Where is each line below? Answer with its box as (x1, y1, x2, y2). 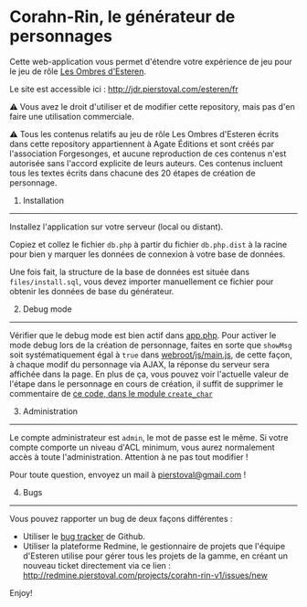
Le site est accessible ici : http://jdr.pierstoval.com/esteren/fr (9, 83, 239, 94)
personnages (9, 26, 112, 47)
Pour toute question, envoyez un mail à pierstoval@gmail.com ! (9, 469, 247, 480)
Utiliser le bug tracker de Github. (22, 530, 146, 541)
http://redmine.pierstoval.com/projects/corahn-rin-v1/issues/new (22, 570, 268, 580)
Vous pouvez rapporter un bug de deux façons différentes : (9, 513, 233, 524)
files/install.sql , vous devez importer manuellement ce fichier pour (9, 276, 274, 287)
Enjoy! (9, 587, 34, 598)
